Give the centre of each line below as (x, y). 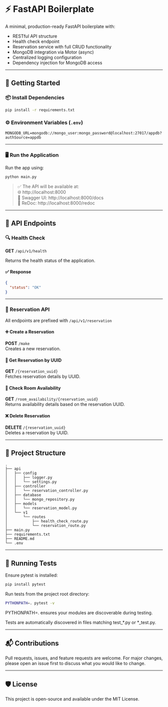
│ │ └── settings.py (31, 482)
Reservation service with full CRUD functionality (62, 46)
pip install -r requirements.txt (40, 110)
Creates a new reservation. (33, 348)
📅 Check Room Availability (33, 388)
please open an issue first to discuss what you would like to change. (75, 663)
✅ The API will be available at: (48, 186)
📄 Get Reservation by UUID (33, 360)
